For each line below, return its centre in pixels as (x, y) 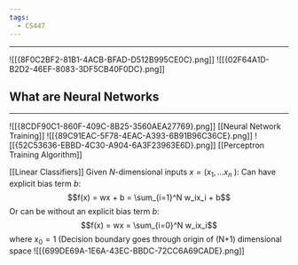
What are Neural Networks (84, 96)
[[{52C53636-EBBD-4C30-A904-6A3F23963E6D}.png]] (113, 145)
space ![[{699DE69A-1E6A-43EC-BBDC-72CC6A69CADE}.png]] (127, 251)
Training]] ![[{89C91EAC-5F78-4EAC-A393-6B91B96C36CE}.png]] (131, 136)
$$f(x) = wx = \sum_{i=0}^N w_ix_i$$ (149, 225)
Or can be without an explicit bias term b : (84, 212)
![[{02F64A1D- (243, 60)
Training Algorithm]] (46, 155)
